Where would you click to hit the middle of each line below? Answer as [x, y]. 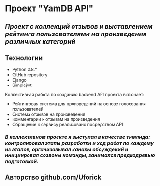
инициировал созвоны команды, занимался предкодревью [80, 155]
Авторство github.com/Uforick [53, 177]
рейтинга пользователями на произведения [76, 34]
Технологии [24, 58]
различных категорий [40, 42]
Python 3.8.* [24, 70]
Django [19, 80]
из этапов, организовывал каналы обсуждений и [67, 150]
